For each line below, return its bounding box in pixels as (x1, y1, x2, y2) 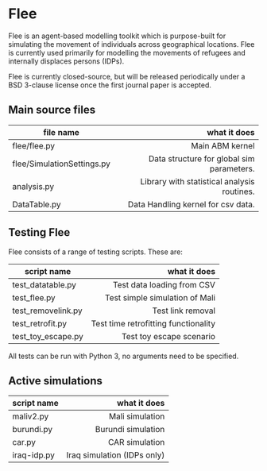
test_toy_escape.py (12, 330, 83, 342)
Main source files (8, 103, 96, 117)
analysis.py (12, 180, 54, 191)
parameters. (209, 163, 255, 174)
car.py (12, 437, 37, 448)
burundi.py (12, 424, 53, 435)
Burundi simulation (95, 424, 165, 435)
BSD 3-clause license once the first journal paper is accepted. (8, 80, 212, 90)
